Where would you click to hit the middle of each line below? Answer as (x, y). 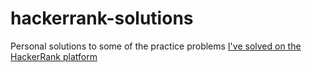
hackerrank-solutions (102, 18)
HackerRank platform (54, 56)
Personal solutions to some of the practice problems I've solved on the (156, 46)
